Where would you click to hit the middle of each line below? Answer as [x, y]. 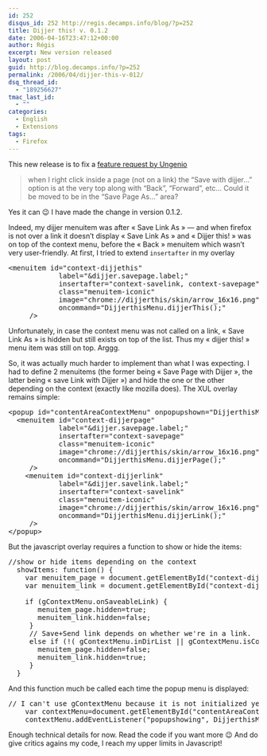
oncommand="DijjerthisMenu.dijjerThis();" [142, 308]
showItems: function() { [65, 569]
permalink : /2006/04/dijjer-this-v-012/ [76, 75]
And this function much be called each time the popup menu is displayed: [129, 688]
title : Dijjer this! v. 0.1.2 [58, 30]
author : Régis [32, 45]
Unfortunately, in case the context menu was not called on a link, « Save [126, 330]
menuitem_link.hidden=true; [92, 657]
